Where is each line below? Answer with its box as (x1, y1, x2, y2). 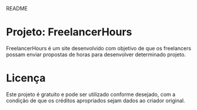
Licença (6, 71, 46, 85)
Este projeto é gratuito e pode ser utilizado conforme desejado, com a (6, 91, 176, 98)
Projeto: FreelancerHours (6, 26, 132, 39)
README (6, 5, 28, 12)
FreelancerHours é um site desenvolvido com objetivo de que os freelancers (6, 44, 192, 51)
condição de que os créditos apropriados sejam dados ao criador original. (6, 97, 185, 104)
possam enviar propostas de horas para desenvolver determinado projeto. (6, 51, 186, 58)
